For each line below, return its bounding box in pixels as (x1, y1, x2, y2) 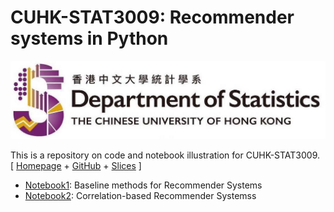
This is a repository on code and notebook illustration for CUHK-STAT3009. (10, 149, 321, 161)
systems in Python (10, 27, 169, 50)
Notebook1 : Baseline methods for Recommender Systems (24, 179, 263, 191)
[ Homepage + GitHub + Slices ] (10, 160, 142, 172)
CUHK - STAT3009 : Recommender (10, 6, 295, 29)
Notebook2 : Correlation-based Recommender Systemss (24, 190, 257, 202)
